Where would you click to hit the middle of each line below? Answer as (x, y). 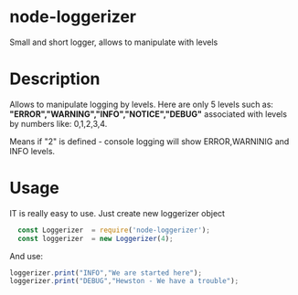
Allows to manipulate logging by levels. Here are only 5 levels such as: (142, 104)
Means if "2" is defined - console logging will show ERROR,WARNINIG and (149, 141)
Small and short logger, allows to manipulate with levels (114, 42)
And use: (27, 256)
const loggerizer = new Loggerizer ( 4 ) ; (96, 238)
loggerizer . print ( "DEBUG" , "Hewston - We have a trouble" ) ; (124, 281)
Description (55, 79)
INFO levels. (32, 151)
